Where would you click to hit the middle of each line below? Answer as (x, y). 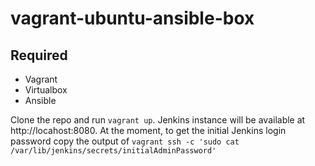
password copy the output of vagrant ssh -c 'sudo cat (125, 141)
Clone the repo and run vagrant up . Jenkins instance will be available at (158, 120)
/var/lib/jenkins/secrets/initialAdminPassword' (113, 151)
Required (39, 55)
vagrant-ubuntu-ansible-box (132, 18)
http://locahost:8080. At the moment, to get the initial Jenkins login (148, 130)
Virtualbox (46, 90)
